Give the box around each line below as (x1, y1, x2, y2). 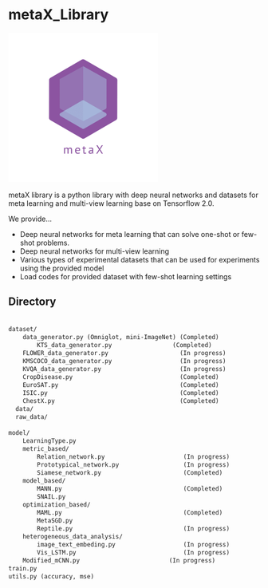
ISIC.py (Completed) (22, 389, 219, 397)
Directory (8, 295, 57, 309)
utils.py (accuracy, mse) (8, 572, 94, 580)
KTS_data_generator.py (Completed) (37, 341, 213, 349)
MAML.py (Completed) (37, 508, 223, 516)
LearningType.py (22, 436, 77, 444)
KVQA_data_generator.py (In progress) (22, 365, 227, 373)
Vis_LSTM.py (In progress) (37, 548, 230, 556)
